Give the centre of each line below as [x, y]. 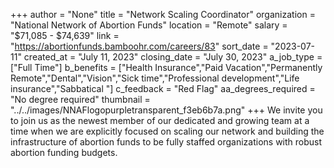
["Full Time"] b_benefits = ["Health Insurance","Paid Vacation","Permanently [166, 67]
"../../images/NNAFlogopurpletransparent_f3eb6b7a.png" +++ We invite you [166, 110]
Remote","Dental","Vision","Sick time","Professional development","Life [155, 78]
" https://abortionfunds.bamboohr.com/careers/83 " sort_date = [139, 46]
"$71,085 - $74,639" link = [65, 35]
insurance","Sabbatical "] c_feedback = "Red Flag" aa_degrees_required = [163, 88]
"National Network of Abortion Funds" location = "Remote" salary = [149, 25]
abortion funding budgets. [64, 152]
